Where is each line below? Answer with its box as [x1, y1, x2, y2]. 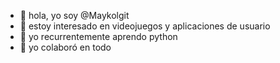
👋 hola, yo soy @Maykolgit [19, 10, 130, 21]
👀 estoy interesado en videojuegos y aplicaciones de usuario [19, 20, 271, 32]
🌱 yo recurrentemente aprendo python [19, 31, 178, 42]
